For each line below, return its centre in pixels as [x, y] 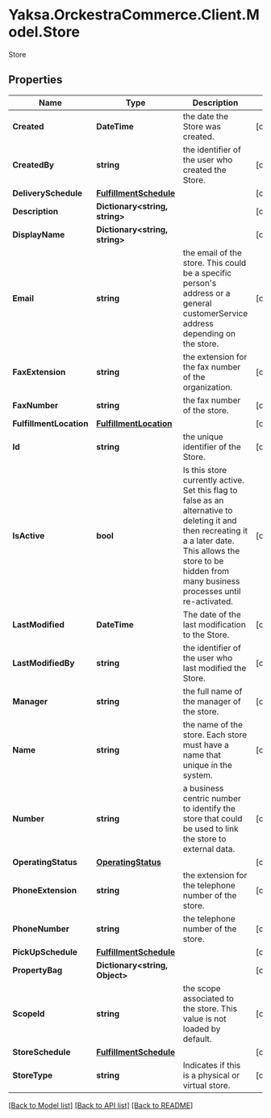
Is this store [205, 470]
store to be [203, 561]
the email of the [212, 252]
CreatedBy [33, 165]
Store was [202, 126]
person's [200, 283]
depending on [209, 333]
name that [202, 755]
